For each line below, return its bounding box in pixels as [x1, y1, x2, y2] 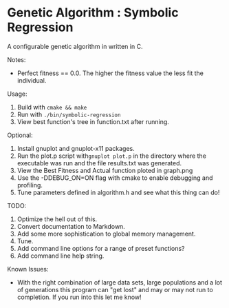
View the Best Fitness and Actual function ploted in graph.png [17, 166, 193, 174]
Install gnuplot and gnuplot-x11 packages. [17, 144, 135, 152]
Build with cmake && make [17, 103, 87, 111]
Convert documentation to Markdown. [17, 222, 125, 230]
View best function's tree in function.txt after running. [17, 117, 170, 125]
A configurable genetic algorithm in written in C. [7, 42, 143, 50]
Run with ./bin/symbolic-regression [17, 110, 121, 119]
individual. [17, 76, 47, 84]
